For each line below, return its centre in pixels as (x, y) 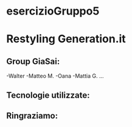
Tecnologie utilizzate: (48, 95)
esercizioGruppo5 (53, 11)
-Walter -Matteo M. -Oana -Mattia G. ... (55, 76)
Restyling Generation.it (66, 39)
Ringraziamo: (32, 116)
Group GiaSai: (33, 61)
